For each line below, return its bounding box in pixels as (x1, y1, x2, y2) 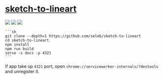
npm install (5, 42, 29, 47)
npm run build (5, 46, 34, 51)
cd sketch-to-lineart (5, 38, 49, 43)
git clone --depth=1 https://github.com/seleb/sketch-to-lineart (5, 33, 141, 38)
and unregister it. (5, 68, 40, 74)
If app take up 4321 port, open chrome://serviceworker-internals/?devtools (5, 63, 159, 69)
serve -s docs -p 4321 (5, 50, 51, 55)
